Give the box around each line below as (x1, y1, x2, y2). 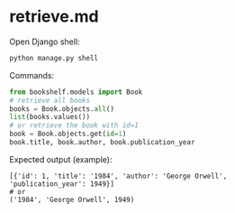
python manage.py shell (9, 53, 99, 62)
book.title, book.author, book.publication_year (9, 138, 195, 147)
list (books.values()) (9, 113, 91, 122)
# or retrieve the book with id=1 (9, 121, 140, 130)
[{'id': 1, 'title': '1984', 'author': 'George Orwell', (9, 171, 228, 181)
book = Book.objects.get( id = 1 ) (9, 129, 127, 139)
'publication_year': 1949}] (9, 179, 115, 189)
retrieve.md (9, 6, 99, 27)
